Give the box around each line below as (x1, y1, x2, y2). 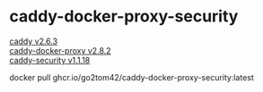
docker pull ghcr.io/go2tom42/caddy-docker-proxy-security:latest (9, 71, 254, 82)
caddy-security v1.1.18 (9, 54, 91, 65)
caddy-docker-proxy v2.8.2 (9, 45, 111, 55)
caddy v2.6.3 (9, 36, 58, 46)
